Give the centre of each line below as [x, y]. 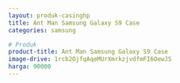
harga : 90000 [30, 67]
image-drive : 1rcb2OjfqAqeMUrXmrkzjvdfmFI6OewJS [90, 59]
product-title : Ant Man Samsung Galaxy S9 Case [88, 52]
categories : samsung [42, 30]
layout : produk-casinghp [49, 15]
